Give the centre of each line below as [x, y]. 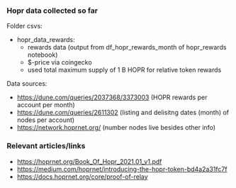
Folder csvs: [25, 26]
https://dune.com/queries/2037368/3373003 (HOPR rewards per [112, 97]
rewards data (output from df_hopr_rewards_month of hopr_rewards [127, 48]
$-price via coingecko [60, 62]
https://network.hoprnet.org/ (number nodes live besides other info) [116, 128]
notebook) [43, 55]
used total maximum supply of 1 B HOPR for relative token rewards [124, 70]
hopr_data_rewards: [46, 40]
